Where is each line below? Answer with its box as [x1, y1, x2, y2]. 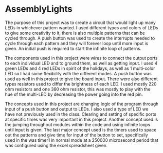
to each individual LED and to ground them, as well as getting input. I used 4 [5, 60, 158, 66]
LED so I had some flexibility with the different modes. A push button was [5, 70, 152, 76]
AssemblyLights [5, 3, 72, 15]
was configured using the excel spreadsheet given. [5, 142, 108, 148]
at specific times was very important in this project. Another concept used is [5, 116, 158, 122]
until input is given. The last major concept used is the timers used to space [5, 127, 157, 132]
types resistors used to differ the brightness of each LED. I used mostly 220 [5, 81, 157, 87]
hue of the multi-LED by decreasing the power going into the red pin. [5, 91, 143, 97]
